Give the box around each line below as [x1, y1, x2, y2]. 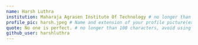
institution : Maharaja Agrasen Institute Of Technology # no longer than [6, 14, 192, 20]
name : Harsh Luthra [6, 8, 54, 15]
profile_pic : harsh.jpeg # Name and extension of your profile [6, 19, 165, 25]
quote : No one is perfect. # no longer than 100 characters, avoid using [6, 25, 192, 31]
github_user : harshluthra [6, 30, 70, 36]
